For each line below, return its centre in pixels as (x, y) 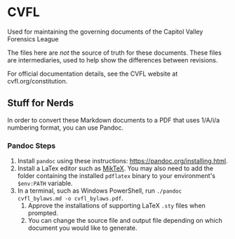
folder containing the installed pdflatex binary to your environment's (116, 176)
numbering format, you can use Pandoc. (66, 128)
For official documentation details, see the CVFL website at (93, 74)
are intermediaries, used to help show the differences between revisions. (113, 60)
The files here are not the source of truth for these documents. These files (115, 53)
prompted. (43, 213)
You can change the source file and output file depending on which (125, 221)
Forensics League (33, 39)
